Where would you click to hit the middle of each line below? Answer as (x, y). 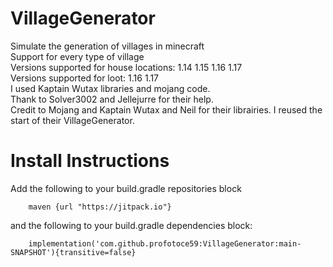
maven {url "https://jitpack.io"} (100, 207)
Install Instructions (90, 161)
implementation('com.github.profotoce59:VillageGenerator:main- (165, 243)
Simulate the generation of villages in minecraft (107, 46)
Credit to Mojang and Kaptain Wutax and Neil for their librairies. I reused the (166, 109)
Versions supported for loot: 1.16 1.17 (85, 78)
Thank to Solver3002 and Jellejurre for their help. (112, 99)
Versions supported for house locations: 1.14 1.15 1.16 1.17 (126, 67)
